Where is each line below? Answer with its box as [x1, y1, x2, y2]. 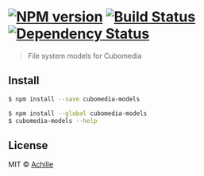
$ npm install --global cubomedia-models [8, 109, 148, 117]
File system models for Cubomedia [27, 51, 142, 60]
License [8, 139, 48, 152]
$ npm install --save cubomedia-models [8, 95, 140, 103]
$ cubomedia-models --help [8, 117, 98, 124]
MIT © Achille [8, 159, 54, 170]
